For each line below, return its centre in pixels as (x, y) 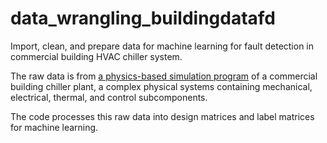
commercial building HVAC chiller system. (96, 56)
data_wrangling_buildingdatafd (143, 18)
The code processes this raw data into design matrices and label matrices (162, 116)
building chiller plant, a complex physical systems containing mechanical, (161, 86)
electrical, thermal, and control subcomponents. (109, 97)
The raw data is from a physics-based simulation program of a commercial (164, 76)
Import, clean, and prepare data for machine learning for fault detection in (162, 46)
